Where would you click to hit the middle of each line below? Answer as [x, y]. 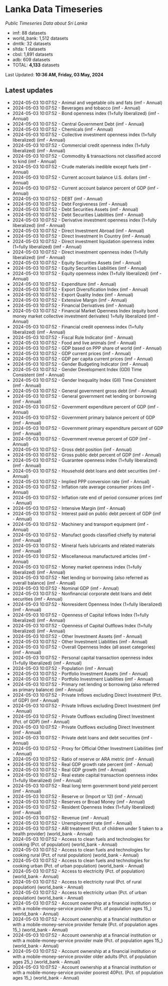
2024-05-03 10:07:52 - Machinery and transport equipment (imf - [80, 524]
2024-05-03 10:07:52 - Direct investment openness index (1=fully [80, 252]
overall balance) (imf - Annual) [44, 583]
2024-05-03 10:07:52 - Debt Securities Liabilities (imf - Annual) [78, 214]
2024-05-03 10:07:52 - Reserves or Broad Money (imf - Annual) [79, 802]
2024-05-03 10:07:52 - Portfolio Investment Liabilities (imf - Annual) [83, 679]
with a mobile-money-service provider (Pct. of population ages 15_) [82, 908]
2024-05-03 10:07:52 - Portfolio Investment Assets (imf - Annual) [80, 674]
